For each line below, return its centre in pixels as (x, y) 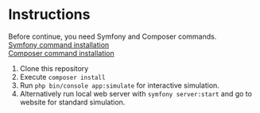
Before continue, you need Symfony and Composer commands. (113, 36)
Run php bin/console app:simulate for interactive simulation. (120, 85)
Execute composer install (62, 77)
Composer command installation (62, 53)
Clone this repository (54, 68)
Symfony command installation (59, 44)
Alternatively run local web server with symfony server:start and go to (136, 93)
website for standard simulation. (72, 102)
